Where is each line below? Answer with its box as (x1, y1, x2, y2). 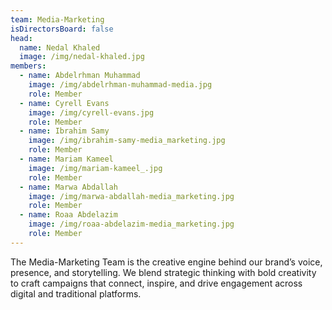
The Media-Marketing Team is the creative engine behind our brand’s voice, (10, 256, 323, 268)
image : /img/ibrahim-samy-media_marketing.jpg (28, 136, 226, 146)
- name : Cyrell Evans (19, 98, 110, 108)
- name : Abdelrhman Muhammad (19, 71, 141, 81)
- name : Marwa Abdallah (19, 182, 118, 192)
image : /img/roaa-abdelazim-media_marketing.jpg (28, 219, 235, 230)
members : (10, 61, 47, 71)
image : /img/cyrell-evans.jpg (28, 107, 155, 118)
